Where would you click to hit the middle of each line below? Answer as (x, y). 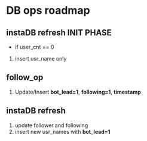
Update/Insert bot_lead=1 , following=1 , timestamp (78, 92)
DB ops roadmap (48, 10)
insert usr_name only (41, 58)
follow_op (25, 78)
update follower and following (51, 125)
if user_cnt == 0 (34, 47)
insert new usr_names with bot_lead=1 (62, 131)
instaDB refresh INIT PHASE (59, 33)
